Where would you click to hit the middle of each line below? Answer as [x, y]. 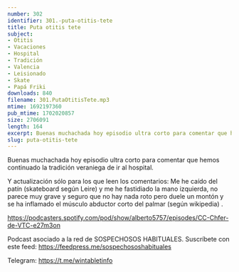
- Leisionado [27, 73]
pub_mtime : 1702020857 [41, 113]
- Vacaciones [27, 47]
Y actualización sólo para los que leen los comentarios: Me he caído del [113, 182]
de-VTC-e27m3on [34, 226]
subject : [20, 34]
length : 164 [25, 126]
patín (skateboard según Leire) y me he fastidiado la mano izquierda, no [113, 189]
